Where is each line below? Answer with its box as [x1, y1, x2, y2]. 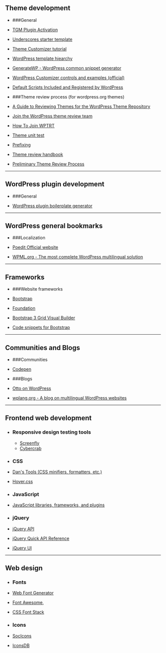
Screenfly [19, 440, 40, 446]
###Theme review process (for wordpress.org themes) [12, 94, 124, 100]
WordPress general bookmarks [5, 222, 103, 230]
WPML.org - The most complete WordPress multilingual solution [12, 254, 143, 260]
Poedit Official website [12, 245, 58, 251]
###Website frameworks [12, 286, 63, 292]
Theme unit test [12, 132, 44, 138]
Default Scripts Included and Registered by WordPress [12, 84, 124, 90]
